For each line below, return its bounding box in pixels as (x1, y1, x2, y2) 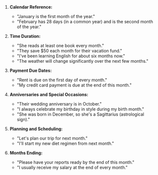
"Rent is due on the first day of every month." (16, 77, 108, 83)
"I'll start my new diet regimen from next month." (16, 140, 114, 146)
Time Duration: (9, 34, 41, 39)
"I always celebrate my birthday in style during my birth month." (16, 106, 144, 112)
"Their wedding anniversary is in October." (16, 101, 102, 106)
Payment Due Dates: (9, 68, 52, 73)
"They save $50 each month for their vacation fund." (16, 48, 122, 53)
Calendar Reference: (9, 4, 52, 10)
